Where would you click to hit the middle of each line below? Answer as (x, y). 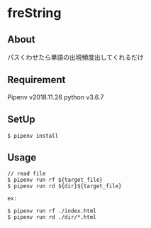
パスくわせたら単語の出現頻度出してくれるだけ (75, 57)
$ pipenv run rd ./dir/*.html (52, 217)
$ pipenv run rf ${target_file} (55, 180)
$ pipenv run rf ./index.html (52, 211)
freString (34, 13)
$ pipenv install (33, 136)
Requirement (37, 80)
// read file (27, 174)
